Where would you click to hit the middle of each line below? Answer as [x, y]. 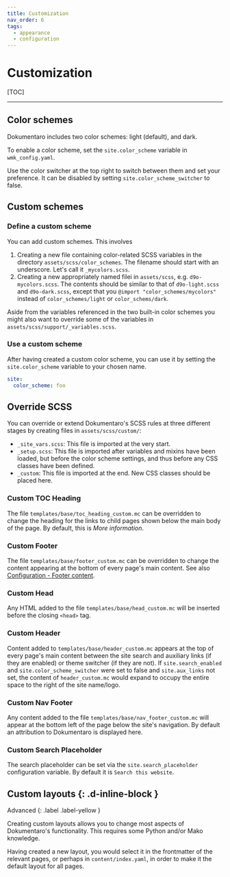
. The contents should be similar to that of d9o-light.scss [138, 284]
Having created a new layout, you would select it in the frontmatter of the [110, 852]
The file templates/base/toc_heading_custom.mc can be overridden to [104, 513]
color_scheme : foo [40, 386]
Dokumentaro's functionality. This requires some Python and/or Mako [105, 831]
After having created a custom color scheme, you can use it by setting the [111, 359]
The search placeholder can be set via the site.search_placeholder [103, 765]
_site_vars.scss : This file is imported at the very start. [94, 444]
